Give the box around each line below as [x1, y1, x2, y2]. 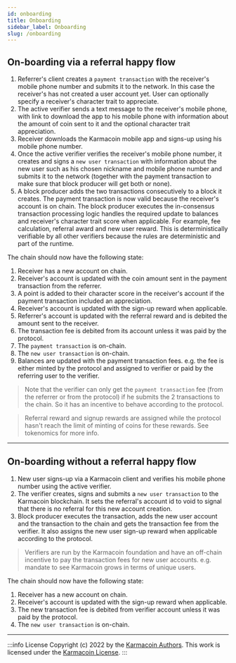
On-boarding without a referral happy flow [7, 456, 197, 468]
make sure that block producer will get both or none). [17, 180, 172, 188]
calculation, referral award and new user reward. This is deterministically [17, 225, 228, 233]
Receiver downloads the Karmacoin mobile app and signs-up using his [17, 135, 223, 143]
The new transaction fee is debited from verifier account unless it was [17, 605, 221, 614]
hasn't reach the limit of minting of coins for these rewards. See [24, 421, 209, 430]
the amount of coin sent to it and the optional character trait [17, 120, 191, 128]
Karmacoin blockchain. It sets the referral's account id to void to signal [17, 497, 223, 505]
